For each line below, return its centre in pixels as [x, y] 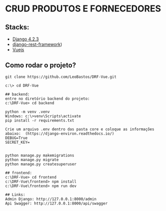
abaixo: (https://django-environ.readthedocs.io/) [60, 133]
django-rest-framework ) [37, 44]
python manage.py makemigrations [40, 155]
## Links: [15, 195]
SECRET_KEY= [17, 142]
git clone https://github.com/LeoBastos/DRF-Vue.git [61, 77]
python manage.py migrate [32, 160]
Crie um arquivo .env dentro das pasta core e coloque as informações [80, 129]
